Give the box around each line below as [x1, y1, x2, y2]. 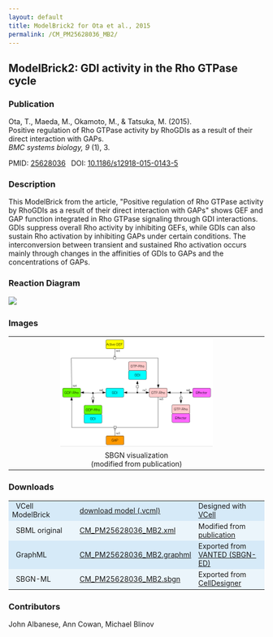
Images [8, 317, 39, 329]
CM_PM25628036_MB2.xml [80, 526, 176, 536]
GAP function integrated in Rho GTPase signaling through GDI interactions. [8, 214, 258, 224]
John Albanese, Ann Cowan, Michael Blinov [8, 619, 154, 629]
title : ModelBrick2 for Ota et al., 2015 [8, 21, 151, 30]
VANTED [197, 549, 227, 559]
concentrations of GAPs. [8, 257, 91, 267]
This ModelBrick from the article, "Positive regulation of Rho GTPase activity [8, 197, 264, 207]
